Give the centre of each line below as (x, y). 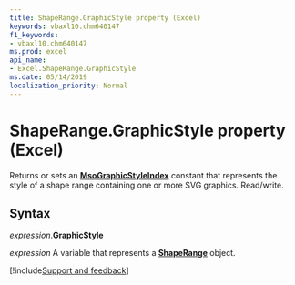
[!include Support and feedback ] (69, 270)
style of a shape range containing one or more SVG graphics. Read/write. (147, 185)
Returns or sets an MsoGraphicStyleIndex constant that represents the (143, 175)
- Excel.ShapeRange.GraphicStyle (73, 69)
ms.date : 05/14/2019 (49, 77)
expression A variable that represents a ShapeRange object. (122, 253)
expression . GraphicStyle (56, 235)
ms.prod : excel (38, 52)
